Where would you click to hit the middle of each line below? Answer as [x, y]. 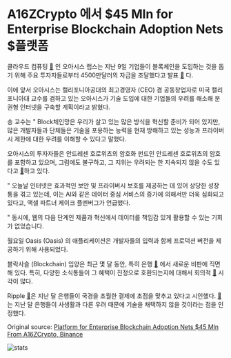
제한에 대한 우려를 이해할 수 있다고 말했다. [70, 139]
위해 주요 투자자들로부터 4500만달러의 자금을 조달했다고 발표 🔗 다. [104, 75]
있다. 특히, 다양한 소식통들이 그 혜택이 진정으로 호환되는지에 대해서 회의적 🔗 [115, 272]
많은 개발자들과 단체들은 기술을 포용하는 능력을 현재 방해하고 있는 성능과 [104, 130]
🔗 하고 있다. [35, 170]
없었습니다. [29, 226]
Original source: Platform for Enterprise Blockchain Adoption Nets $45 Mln [113, 327]
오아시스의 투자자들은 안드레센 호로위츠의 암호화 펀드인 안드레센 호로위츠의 [108, 153]
